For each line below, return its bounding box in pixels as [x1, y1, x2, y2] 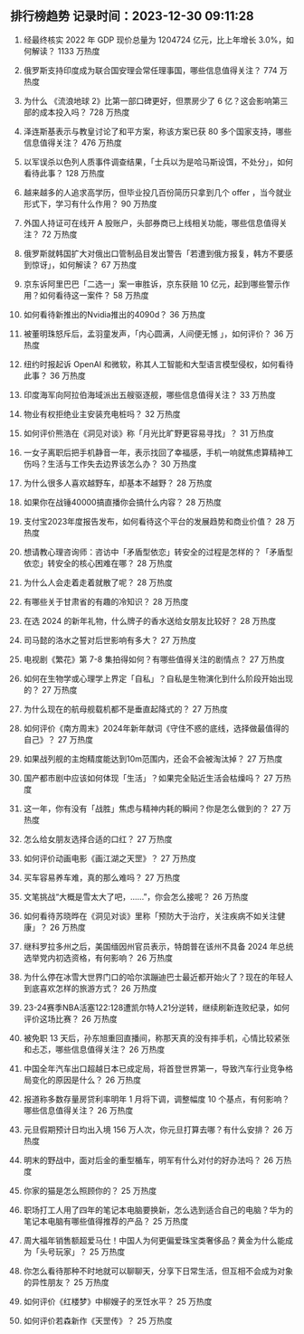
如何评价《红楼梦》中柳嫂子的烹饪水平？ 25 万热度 [23, 1296, 213, 1307]
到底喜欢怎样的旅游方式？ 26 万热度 [23, 982, 157, 993]
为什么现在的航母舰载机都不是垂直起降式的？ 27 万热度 [23, 704, 229, 714]
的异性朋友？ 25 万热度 [23, 1276, 109, 1287]
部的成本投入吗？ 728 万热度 [23, 107, 130, 118]
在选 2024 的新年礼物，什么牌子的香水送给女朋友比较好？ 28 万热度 [23, 615, 277, 626]
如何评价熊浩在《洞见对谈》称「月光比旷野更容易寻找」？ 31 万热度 [23, 428, 275, 439]
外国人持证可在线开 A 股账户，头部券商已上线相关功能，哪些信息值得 [23, 217, 280, 228]
